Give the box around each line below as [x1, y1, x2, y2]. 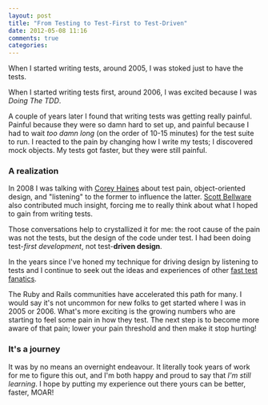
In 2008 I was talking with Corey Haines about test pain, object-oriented [8, 183, 246, 193]
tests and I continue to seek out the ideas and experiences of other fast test [8, 266, 258, 275]
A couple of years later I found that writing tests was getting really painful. [8, 111, 252, 121]
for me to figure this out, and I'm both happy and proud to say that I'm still [8, 370, 251, 380]
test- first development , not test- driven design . [8, 242, 162, 251]
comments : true [8, 34, 59, 42]
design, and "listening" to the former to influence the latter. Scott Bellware [8, 192, 252, 202]
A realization [8, 166, 59, 177]
